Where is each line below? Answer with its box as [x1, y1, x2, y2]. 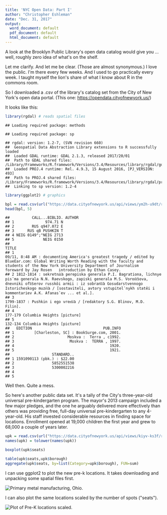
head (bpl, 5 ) [5, 206, 32, 211]
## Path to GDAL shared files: [5, 158, 72, 163]
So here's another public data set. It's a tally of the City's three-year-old [5, 392, 153, 398]
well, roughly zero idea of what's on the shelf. [5, 54, 98, 60]
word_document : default [9, 26, 59, 31]
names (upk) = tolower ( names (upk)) [5, 438, 77, 444]
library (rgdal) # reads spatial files [5, 114, 85, 119]
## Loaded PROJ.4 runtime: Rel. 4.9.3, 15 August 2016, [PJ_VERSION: [5, 167, 155, 172]
